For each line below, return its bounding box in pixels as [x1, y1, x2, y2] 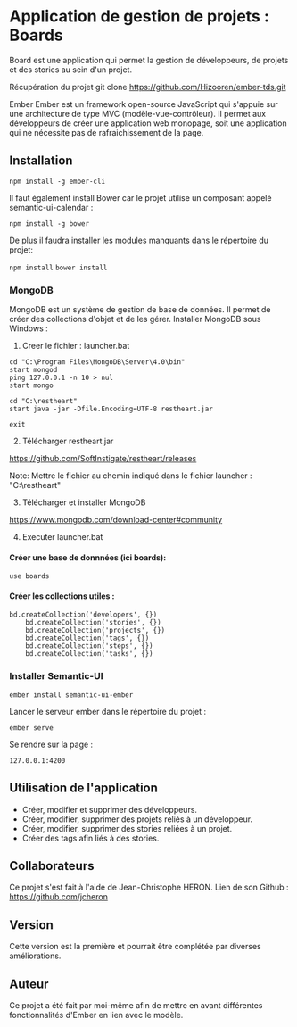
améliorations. [9, 950, 62, 961]
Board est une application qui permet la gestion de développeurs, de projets [9, 54, 289, 65]
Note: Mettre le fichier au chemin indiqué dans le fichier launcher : [9, 470, 252, 481]
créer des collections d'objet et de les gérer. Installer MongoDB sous [9, 314, 261, 325]
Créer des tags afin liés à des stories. [21, 832, 160, 843]
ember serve [9, 723, 54, 733]
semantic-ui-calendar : [9, 202, 94, 212]
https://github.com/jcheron [9, 891, 109, 902]
